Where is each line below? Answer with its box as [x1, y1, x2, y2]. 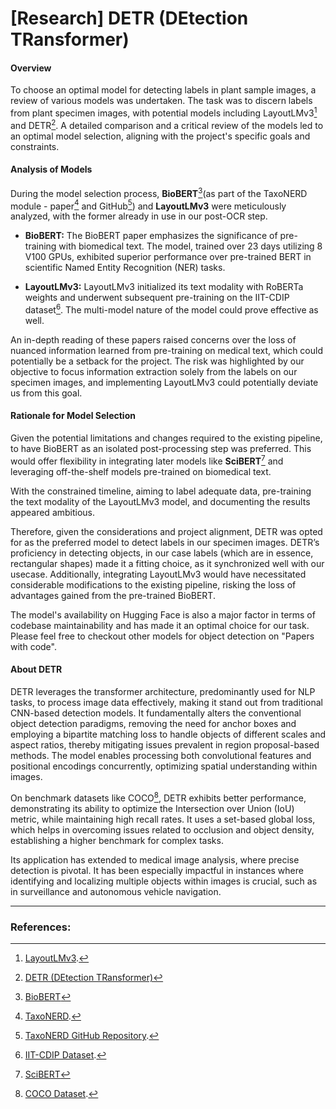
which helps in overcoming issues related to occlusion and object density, [10, 823, 315, 836]
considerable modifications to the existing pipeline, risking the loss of [10, 578, 297, 591]
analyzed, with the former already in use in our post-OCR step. [10, 210, 268, 222]
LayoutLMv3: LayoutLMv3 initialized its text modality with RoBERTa [24, 281, 304, 293]
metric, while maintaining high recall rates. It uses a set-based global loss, [10, 813, 316, 825]
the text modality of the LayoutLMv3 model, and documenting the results [10, 495, 311, 507]
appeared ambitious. [10, 506, 96, 518]
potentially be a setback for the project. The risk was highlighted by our [10, 355, 305, 367]
